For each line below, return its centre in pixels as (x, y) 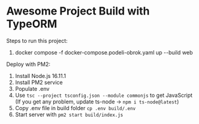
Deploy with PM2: (28, 64)
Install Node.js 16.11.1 (41, 76)
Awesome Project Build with (78, 11)
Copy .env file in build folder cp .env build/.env (75, 108)
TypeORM (32, 24)
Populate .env (32, 88)
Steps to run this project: (37, 41)
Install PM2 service (39, 82)
